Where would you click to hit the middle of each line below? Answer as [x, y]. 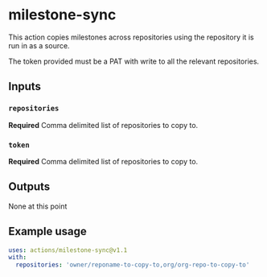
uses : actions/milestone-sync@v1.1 [68, 250]
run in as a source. [39, 45]
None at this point [38, 206]
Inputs [25, 87]
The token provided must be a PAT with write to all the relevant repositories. [134, 61]
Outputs [29, 187]
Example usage [47, 232]
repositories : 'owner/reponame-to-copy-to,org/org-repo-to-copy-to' [133, 265]
